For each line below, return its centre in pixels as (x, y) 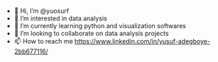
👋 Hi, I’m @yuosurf (42, 11)
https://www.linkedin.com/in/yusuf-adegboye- (142, 41)
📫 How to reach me (43, 41)
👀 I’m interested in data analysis (61, 18)
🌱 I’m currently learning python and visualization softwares (100, 26)
